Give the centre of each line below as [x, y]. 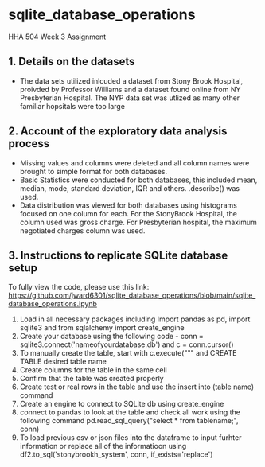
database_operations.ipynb [53, 304]
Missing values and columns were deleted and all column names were [134, 163]
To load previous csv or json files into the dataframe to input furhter [131, 438]
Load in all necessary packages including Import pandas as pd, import [135, 319]
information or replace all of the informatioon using [103, 446]
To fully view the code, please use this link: [79, 287]
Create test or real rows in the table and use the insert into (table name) [137, 387]
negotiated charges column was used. [82, 230]
